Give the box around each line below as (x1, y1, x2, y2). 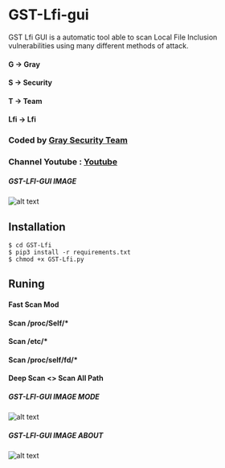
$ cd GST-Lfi (8, 241, 52, 249)
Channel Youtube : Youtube (8, 156, 118, 168)
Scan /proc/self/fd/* (8, 354, 78, 364)
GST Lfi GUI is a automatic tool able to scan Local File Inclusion (8, 32, 218, 42)
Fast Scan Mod (8, 300, 59, 309)
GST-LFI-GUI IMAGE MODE (8, 391, 100, 401)
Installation (8, 220, 66, 234)
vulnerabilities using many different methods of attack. (8, 40, 189, 50)
